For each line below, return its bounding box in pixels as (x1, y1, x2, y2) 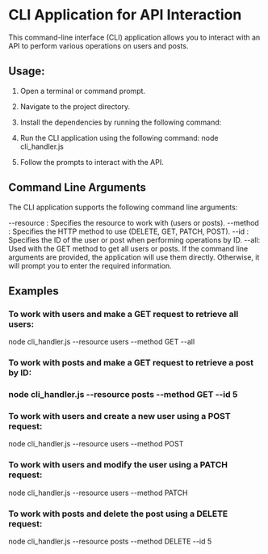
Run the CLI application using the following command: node (19, 133, 219, 142)
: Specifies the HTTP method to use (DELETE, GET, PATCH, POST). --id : (8, 226, 249, 236)
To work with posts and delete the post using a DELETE (8, 508, 228, 519)
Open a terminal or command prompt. (19, 86, 146, 95)
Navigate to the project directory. (19, 101, 131, 111)
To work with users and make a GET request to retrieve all (8, 308, 239, 319)
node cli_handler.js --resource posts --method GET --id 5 (8, 389, 238, 400)
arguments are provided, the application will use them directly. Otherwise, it (8, 252, 260, 262)
